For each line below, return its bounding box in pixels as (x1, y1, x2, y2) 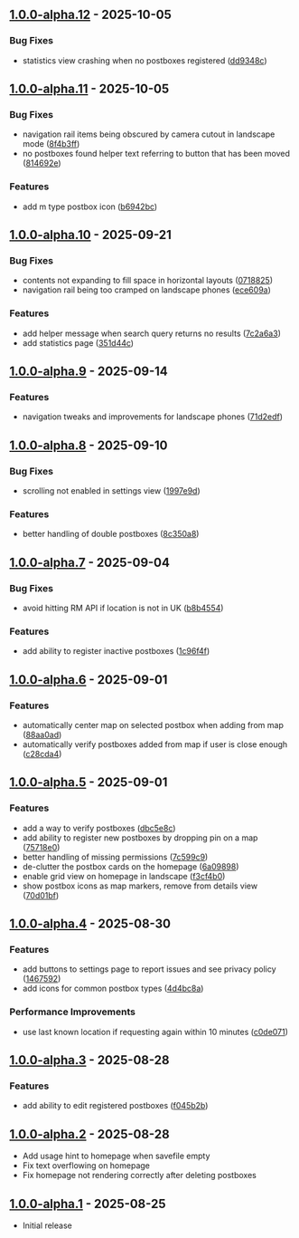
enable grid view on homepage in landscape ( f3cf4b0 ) (22, 870, 226, 881)
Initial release (22, 1220, 72, 1231)
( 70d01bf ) (22, 889, 60, 900)
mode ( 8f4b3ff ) (22, 139, 80, 149)
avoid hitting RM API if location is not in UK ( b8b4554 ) (22, 602, 224, 614)
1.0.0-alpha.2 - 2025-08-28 (9, 1127, 170, 1142)
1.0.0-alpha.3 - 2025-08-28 (9, 1052, 170, 1068)
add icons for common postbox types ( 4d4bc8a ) (22, 983, 204, 994)
